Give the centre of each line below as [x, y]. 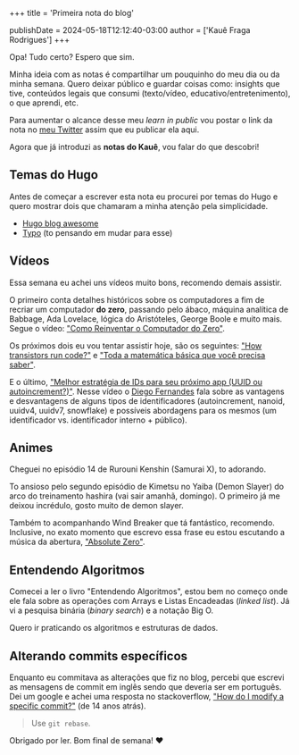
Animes [31, 448]
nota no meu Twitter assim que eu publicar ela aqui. [104, 130]
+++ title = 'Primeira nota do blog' [71, 13]
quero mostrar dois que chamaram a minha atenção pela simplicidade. [139, 206]
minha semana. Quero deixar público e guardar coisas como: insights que [145, 84]
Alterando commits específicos [99, 656]
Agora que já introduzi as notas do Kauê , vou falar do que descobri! [134, 147]
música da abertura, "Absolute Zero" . [77, 542]
